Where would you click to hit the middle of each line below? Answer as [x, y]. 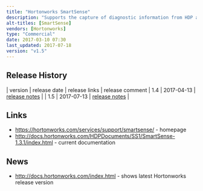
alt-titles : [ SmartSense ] [39, 23]
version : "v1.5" [27, 51]
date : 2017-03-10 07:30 [36, 40]
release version [34, 183]
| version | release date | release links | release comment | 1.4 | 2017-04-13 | [101, 90]
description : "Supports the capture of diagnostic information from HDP [100, 17]
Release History [37, 76]
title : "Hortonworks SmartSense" [48, 12]
